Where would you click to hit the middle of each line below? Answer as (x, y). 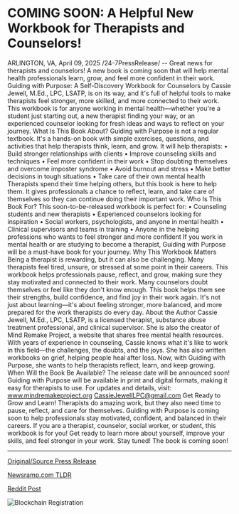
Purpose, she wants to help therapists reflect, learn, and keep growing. (111, 365)
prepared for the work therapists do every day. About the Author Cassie (112, 312)
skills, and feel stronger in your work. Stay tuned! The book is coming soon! (118, 440)
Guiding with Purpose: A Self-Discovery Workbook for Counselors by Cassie (119, 85)
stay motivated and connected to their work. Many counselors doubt (108, 282)
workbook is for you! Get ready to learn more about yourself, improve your (116, 433)
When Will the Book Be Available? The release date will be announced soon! (118, 373)
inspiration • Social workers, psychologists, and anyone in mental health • (116, 221)
